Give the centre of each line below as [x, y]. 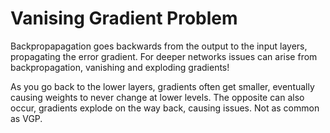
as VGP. [26, 118]
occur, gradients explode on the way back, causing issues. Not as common [165, 108]
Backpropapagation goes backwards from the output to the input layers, [159, 46]
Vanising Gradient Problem [124, 18]
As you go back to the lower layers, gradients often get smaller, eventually [162, 86]
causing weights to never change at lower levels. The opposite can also [157, 97]
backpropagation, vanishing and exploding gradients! [120, 67]
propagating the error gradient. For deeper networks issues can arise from [164, 56]
